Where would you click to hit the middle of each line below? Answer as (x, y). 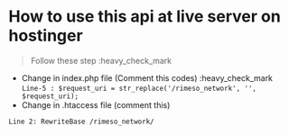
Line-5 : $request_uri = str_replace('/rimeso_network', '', (139, 88)
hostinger (46, 36)
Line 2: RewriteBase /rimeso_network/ (81, 121)
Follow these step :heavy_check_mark (101, 60)
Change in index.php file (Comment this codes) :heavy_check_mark (147, 77)
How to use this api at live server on (144, 17)
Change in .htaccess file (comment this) (96, 104)
